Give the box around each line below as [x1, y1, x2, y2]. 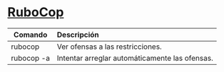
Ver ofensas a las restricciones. [56, 42, 162, 52]
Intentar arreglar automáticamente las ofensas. [56, 53, 214, 63]
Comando [13, 30, 48, 40]
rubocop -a [11, 53, 51, 63]
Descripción [56, 30, 100, 40]
